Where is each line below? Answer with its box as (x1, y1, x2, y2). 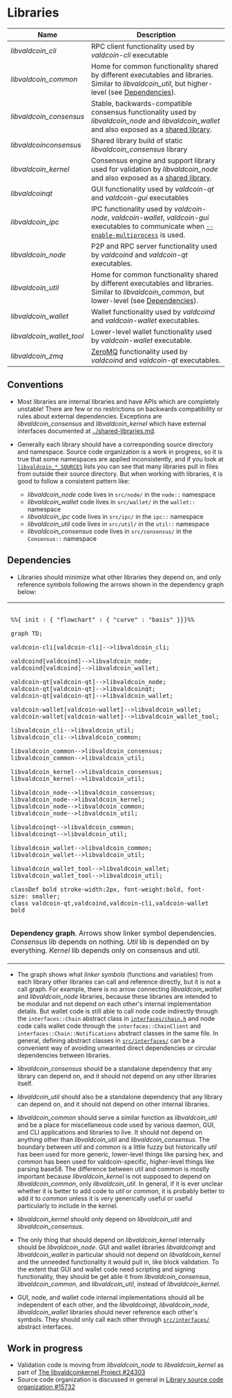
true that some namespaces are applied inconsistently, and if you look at (17, 454, 224, 463)
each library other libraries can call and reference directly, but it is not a (17, 977, 221, 986)
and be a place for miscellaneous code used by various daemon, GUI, (17, 1121, 215, 1129)
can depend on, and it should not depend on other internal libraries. (17, 1100, 210, 1108)
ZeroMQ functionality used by (90, 347, 188, 356)
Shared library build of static (90, 136, 183, 145)
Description (137, 30, 176, 39)
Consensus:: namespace (27, 534, 97, 542)
